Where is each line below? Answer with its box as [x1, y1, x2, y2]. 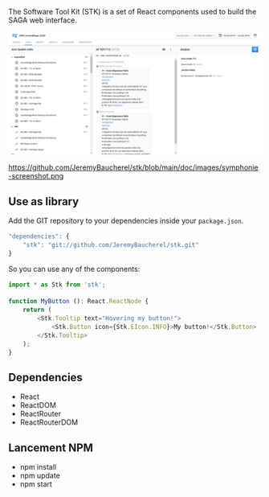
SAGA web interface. [8, 15, 78, 25]
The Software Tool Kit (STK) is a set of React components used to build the [8, 7, 257, 16]
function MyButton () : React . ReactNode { [8, 298, 149, 306]
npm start [19, 479, 52, 489]
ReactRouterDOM [19, 417, 79, 427]
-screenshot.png [8, 171, 64, 181]
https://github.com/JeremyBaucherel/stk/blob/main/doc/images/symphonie [8, 162, 259, 172]
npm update [19, 470, 60, 481]
